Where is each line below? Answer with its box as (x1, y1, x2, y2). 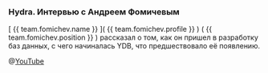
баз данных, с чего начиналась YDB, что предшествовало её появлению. (8, 41, 261, 51)
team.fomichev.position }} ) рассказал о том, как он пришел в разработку (8, 33, 259, 42)
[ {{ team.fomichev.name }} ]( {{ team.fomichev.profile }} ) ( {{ (8, 25, 213, 34)
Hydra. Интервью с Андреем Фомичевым (8, 6, 181, 17)
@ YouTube (8, 56, 44, 66)
